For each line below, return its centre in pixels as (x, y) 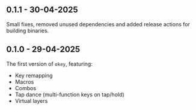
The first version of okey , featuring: (50, 64)
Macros (24, 82)
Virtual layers (31, 100)
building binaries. (28, 30)
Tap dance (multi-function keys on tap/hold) (69, 94)
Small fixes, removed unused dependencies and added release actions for (98, 24)
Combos (26, 88)
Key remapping (34, 75)
